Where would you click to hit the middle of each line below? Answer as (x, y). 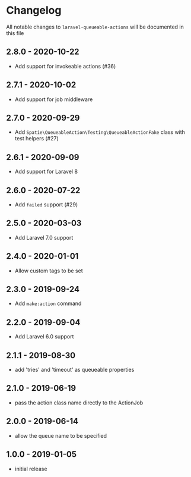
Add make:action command (48, 303)
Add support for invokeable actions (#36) (65, 66)
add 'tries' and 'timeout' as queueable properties (74, 370)
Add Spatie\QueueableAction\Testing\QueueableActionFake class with (100, 132)
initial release (31, 469)
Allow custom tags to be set (49, 271)
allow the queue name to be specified (61, 435)
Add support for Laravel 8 (46, 172)
